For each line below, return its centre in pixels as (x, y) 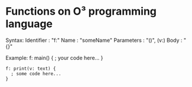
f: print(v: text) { (31, 68)
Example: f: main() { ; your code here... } (54, 58)
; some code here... (36, 73)
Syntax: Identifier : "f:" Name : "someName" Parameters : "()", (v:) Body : (94, 40)
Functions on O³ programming (81, 11)
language (29, 24)
